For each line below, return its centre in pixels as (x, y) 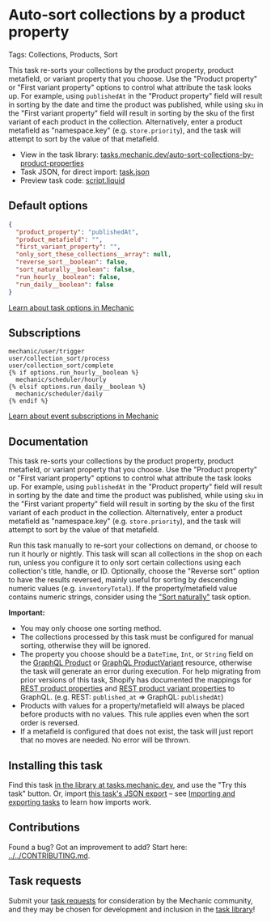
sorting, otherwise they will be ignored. (85, 645)
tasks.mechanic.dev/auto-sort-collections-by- (178, 154)
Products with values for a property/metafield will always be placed (132, 706)
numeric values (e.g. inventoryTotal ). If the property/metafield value (123, 589)
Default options (48, 206)
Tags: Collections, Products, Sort (63, 54)
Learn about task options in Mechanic (72, 307)
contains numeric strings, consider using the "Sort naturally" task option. (130, 597)
